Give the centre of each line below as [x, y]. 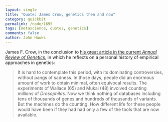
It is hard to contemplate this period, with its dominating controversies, [90, 72]
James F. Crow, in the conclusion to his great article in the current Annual [81, 52]
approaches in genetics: [30, 62]
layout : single [21, 10]
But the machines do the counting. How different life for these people [89, 104]
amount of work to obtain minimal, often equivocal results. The [82, 82]
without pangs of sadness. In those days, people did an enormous [86, 77]
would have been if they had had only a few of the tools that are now [88, 109]
